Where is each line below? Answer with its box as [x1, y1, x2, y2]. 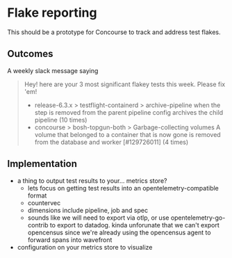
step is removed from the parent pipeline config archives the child [34, 108, 224, 116]
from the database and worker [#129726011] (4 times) [34, 138, 189, 146]
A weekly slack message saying [7, 66, 99, 74]
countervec [27, 198, 61, 207]
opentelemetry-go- [170, 213, 226, 222]
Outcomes [7, 48, 53, 60]
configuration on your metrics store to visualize [17, 243, 153, 251]
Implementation [7, 158, 78, 170]
